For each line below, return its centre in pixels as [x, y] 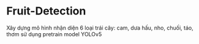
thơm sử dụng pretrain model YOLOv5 [54, 34]
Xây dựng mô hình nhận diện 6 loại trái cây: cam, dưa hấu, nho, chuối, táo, [100, 28]
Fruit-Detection [46, 11]
